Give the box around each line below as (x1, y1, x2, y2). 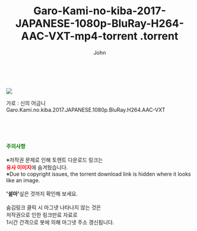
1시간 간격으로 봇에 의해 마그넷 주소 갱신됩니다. (6, 219, 115, 226)
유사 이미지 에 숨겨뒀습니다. (6, 163, 68, 170)
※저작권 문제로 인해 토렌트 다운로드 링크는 (6, 156, 103, 163)
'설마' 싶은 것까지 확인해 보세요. (6, 190, 78, 197)
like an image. (6, 176, 40, 183)
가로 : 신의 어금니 (6, 99, 46, 106)
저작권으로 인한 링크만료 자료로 (6, 211, 78, 218)
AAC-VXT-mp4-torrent (21, 30, 138, 43)
